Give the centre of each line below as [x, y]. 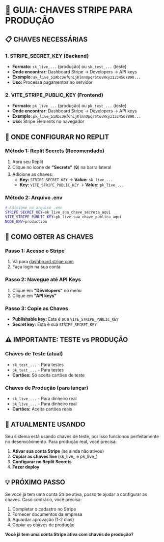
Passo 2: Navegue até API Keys [43, 279]
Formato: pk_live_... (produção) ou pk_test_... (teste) [69, 106]
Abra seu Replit [27, 162]
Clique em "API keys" [34, 296]
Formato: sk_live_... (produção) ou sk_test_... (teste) [69, 67]
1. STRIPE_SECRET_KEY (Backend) [47, 56]
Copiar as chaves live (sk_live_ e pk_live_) [55, 456]
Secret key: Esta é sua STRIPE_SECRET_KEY [55, 324]
